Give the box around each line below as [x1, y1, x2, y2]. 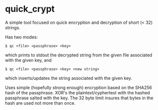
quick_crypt [5, 3, 55, 15]
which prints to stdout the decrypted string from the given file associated [5, 52, 153, 58]
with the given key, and [5, 57, 52, 63]
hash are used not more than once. [5, 100, 76, 106]
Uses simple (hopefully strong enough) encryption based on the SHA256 [5, 84, 152, 91]
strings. [5, 24, 21, 30]
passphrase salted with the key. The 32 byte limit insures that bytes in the [5, 95, 154, 101]
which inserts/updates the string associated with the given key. [5, 75, 133, 81]
